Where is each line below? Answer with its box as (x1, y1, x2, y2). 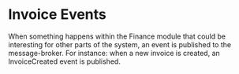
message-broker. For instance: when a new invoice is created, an (8, 48, 221, 57)
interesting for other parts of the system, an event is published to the (8, 39, 231, 49)
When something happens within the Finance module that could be (8, 31, 226, 41)
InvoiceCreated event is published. (8, 57, 121, 66)
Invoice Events (8, 6, 106, 24)
